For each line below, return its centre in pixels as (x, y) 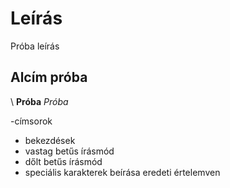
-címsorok (31, 121)
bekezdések (50, 140)
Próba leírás (35, 46)
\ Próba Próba (39, 101)
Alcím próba (49, 77)
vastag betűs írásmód (69, 151)
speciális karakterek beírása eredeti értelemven (122, 172)
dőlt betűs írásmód (63, 161)
